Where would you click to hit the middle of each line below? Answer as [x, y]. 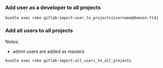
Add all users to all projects [39, 31]
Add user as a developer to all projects [53, 8]
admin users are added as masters [48, 51]
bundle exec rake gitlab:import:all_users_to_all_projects [68, 60]
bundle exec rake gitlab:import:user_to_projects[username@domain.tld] [82, 18]
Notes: [12, 41]
